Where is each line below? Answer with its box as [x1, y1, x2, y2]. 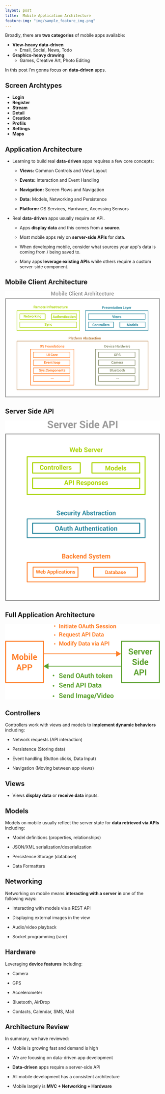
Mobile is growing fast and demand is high [12, 1045, 98, 1051]
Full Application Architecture [5, 611, 95, 619]
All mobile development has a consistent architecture [12, 1074, 120, 1080]
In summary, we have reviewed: [5, 1036, 69, 1041]
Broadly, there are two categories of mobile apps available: [5, 32, 126, 38]
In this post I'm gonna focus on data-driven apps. [5, 67, 107, 73]
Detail [12, 110, 25, 116]
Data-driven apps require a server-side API [12, 1064, 101, 1070]
